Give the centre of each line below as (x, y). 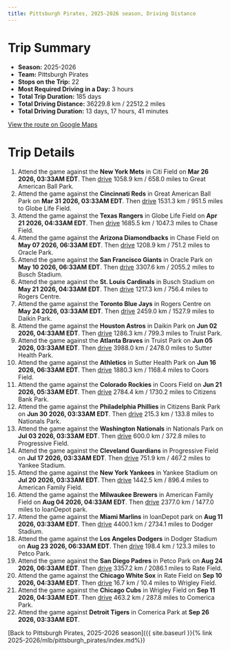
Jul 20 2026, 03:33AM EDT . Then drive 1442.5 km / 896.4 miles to (113, 480)
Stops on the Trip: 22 (49, 82)
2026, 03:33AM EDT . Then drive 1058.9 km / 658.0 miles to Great (112, 179)
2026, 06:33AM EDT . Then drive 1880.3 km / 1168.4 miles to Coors (113, 370)
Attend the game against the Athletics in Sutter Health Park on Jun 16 (117, 362)
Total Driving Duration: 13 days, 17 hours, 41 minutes (93, 111)
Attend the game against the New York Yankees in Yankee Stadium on (117, 472)
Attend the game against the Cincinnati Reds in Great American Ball (114, 194)
